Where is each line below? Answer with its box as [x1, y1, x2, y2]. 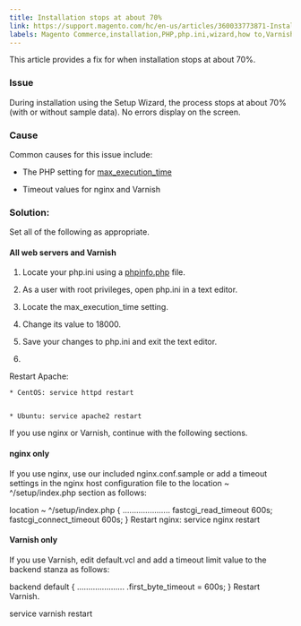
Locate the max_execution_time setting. [21, 302, 168, 313]
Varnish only [9, 535, 58, 545]
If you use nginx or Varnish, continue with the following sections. [9, 427, 248, 439]
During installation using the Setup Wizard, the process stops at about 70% [9, 97, 287, 107]
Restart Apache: [9, 371, 69, 382]
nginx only [9, 449, 50, 459]
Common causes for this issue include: [9, 149, 153, 159]
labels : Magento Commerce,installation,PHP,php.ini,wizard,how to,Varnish [9, 30, 295, 39]
